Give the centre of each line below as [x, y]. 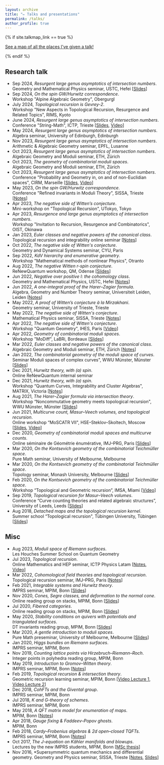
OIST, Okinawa [27, 230]
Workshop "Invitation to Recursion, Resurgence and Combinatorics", [81, 224]
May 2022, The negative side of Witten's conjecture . [65, 313]
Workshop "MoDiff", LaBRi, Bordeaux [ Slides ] [58, 339]
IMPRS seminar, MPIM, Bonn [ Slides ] [49, 590]
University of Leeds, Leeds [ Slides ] [47, 506]
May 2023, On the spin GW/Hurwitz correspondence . [66, 188]
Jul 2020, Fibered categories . [42, 606]
